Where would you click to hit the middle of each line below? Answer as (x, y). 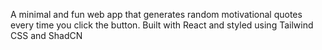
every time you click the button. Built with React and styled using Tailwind (162, 25)
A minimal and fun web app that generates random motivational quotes (156, 14)
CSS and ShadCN (46, 35)
